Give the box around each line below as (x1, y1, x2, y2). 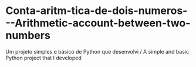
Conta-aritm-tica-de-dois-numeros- (5, 4, 188, 17)
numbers (5, 29, 50, 42)
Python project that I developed (5, 54, 82, 61)
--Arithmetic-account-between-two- (5, 16, 191, 30)
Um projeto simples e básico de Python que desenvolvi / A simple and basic (5, 48, 190, 55)
